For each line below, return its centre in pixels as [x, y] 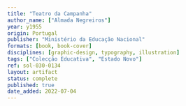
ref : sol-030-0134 [34, 66]
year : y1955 [24, 26]
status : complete [33, 78]
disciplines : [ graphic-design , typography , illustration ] [93, 53]
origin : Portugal [33, 33]
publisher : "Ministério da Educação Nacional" [76, 40]
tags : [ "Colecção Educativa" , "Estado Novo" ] [74, 59]
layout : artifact [33, 72]
